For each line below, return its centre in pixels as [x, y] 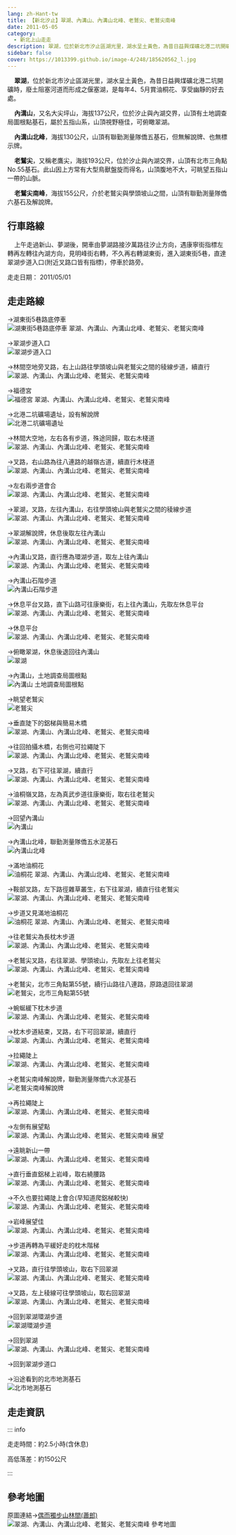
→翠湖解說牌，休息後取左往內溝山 [57, 533]
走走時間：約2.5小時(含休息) [48, 1444]
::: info [17, 1429]
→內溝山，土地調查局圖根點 [47, 675]
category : [22, 33]
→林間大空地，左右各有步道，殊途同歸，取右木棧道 [81, 438]
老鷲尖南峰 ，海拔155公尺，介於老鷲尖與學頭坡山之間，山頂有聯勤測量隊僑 [120, 193]
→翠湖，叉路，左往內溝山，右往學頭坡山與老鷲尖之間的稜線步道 [99, 509]
